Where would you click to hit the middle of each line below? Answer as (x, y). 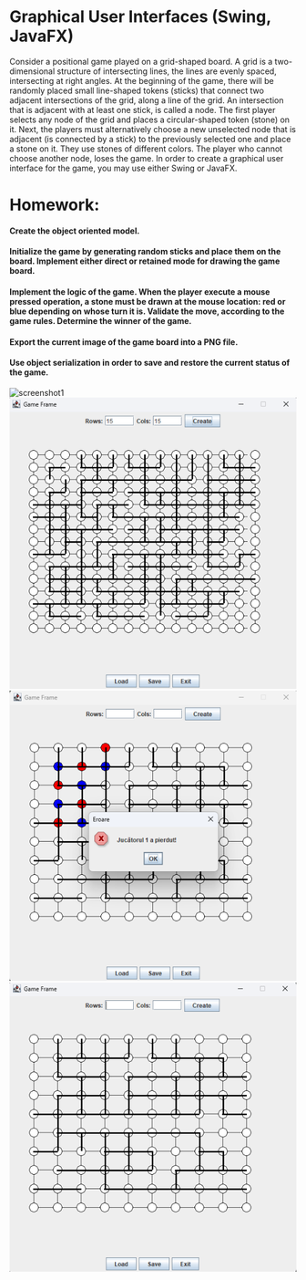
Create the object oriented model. (75, 231)
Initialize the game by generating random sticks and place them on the (145, 252)
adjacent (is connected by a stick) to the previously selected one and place (150, 139)
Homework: (55, 205)
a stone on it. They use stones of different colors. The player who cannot (146, 149)
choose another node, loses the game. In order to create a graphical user (147, 158)
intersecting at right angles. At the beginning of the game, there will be (142, 80)
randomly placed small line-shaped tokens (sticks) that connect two (137, 90)
